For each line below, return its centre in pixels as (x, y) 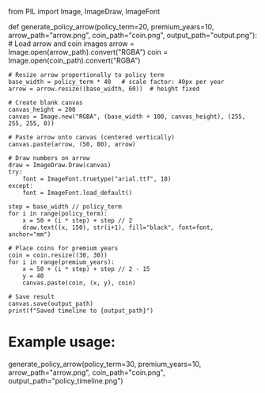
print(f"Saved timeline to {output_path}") (81, 311)
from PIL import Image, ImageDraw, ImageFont (84, 11)
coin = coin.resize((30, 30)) (58, 255)
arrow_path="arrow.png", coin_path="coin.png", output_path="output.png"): (132, 35)
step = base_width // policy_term (65, 207)
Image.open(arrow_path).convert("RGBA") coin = (88, 52)
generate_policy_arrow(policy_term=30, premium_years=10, (105, 364)
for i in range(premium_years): (61, 262)
